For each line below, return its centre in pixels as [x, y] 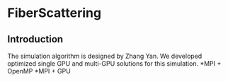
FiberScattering [54, 13]
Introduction [35, 39]
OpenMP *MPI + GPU [39, 71]
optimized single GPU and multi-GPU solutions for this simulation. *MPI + [114, 64]
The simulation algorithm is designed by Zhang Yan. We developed [105, 56]
